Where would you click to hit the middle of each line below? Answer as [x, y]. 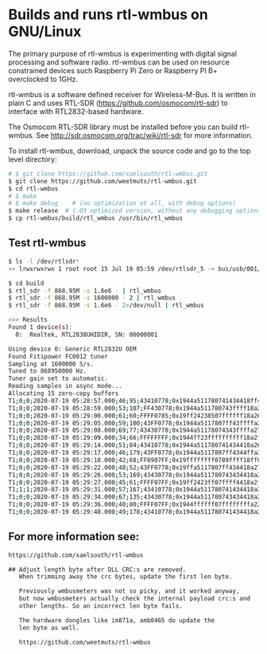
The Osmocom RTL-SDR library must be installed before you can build [123, 127]
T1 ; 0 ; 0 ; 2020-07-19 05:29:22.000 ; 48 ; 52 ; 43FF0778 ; [90, 468]
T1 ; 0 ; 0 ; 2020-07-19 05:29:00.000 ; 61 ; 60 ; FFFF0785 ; [90, 416]
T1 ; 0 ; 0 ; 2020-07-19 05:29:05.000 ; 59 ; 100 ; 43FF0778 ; [92, 423]
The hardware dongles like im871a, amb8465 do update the [117, 620]
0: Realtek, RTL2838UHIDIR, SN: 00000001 [87, 335]
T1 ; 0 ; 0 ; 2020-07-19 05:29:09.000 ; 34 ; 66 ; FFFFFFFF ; [90, 438]
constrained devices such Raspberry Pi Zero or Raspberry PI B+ [113, 70]
